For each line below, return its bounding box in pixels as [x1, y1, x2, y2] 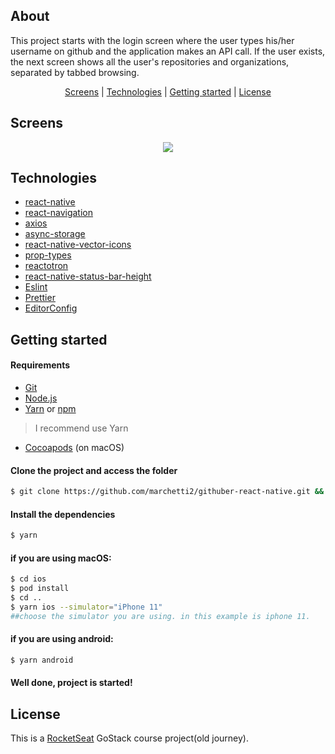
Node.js [24, 392, 58, 404]
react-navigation [24, 207, 94, 219]
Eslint [24, 281, 48, 293]
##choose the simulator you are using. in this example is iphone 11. [10, 611, 311, 621]
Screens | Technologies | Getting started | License [64, 85, 272, 98]
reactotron [24, 260, 69, 272]
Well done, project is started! [10, 677, 133, 689]
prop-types [24, 249, 72, 261]
